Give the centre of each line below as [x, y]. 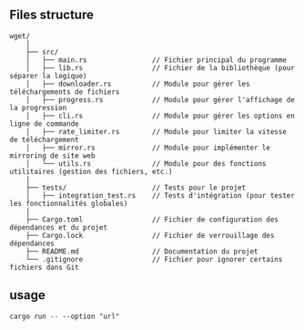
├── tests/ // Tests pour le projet [136, 187]
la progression [38, 108]
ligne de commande [44, 124]
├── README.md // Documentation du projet [142, 251]
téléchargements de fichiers [65, 92]
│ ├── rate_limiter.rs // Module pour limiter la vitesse [156, 131]
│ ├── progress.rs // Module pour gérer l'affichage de [161, 99]
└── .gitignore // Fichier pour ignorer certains [154, 259]
